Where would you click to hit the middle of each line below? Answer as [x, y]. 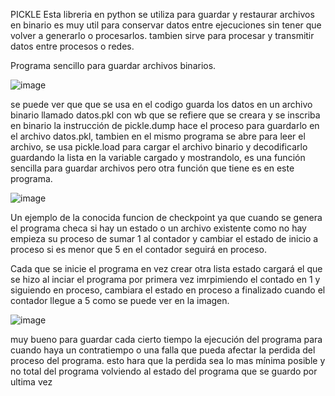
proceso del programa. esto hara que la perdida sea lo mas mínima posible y [168, 360]
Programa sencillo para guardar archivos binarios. [113, 65]
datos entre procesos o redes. [72, 46]
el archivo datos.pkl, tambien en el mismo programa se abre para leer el [158, 136]
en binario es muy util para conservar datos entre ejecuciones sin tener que [166, 25]
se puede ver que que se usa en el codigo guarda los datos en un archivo [161, 104]
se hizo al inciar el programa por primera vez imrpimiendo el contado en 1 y [165, 279]
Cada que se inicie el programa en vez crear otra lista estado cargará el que [166, 268]
